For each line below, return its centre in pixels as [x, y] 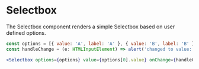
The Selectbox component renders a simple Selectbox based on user [91, 27]
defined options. [26, 32]
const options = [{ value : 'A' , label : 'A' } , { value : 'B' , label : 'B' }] [102, 44]
